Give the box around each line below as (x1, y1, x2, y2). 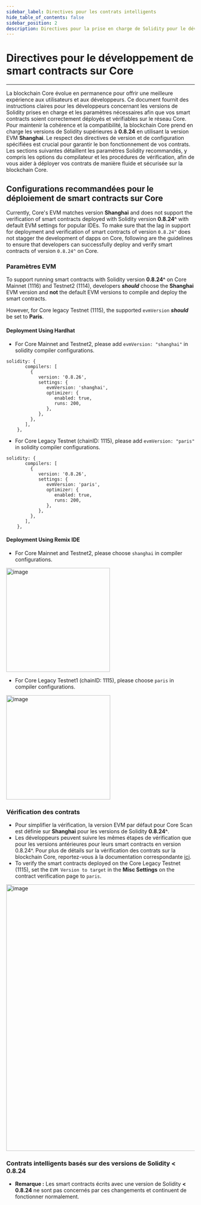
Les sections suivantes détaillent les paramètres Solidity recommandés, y (6, 147, 187, 154)
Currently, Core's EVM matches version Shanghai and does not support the (6, 209, 193, 216)
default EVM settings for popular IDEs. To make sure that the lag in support (6, 222, 191, 229)
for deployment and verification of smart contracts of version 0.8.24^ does (6, 228, 191, 235)
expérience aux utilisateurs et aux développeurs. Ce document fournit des (6, 96, 189, 103)
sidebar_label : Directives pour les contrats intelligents (6, 8, 157, 15)
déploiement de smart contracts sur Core (6, 193, 163, 203)
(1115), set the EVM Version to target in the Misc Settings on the (14, 866, 175, 873)
